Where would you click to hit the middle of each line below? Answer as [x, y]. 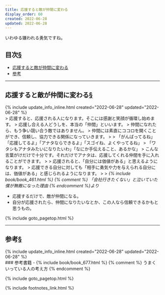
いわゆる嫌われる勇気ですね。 [35, 38]
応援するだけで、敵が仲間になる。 [47, 196]
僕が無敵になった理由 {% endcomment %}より [52, 185]
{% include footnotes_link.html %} [40, 288]
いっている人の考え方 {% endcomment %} [48, 269]
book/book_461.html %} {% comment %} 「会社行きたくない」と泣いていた [82, 179]
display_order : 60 [24, 14]
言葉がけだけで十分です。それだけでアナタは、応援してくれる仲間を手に [78, 155]
